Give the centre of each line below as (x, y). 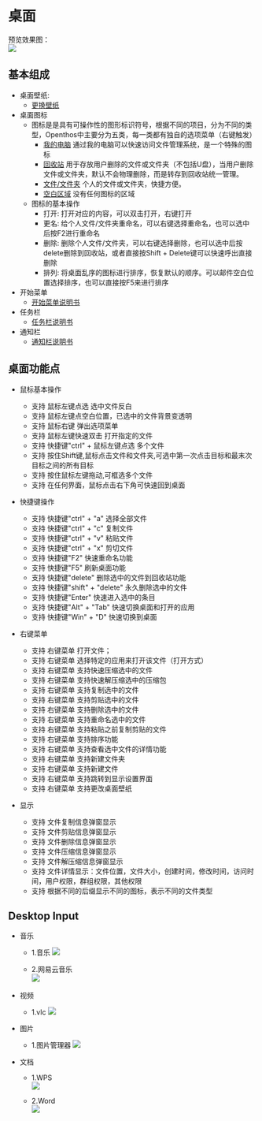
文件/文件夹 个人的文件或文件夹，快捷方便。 (114, 184)
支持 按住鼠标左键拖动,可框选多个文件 (92, 475)
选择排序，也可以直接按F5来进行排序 (109, 282)
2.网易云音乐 (52, 970)
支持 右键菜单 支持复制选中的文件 (85, 690)
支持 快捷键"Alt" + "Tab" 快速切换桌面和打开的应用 (113, 607)
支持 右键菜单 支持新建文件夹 (78, 758)
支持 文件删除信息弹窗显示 (74, 841)
